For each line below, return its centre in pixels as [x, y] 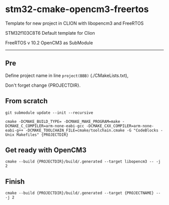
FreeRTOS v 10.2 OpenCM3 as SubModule [49, 43]
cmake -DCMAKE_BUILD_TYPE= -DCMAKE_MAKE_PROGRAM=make [63, 121]
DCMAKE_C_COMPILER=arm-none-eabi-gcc [45, 126]
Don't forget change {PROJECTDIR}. [43, 85]
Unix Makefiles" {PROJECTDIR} [37, 134]
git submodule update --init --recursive [49, 113]
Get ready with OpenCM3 [46, 150]
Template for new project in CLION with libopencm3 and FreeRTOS [74, 23]
